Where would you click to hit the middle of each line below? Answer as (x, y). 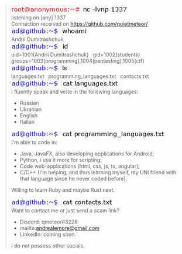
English (29, 116)
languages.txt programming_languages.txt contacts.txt (80, 76)
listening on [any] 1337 (38, 18)
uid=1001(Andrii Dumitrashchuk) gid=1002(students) (75, 55)
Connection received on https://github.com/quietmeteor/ (79, 24)
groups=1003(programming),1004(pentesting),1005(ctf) (78, 61)
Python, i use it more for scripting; (61, 160)
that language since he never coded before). (73, 179)
